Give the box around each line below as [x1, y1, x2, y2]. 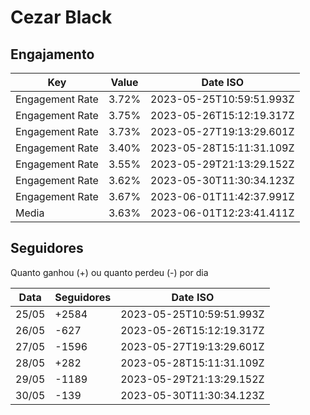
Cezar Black [10, 6, 113, 29]
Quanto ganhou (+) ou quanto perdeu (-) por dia [10, 266, 209, 278]
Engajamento [10, 46, 95, 63]
